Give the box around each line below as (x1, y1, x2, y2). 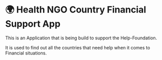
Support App (5, 18, 61, 30)
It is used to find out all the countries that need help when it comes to (5, 44, 150, 50)
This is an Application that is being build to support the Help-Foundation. (5, 35, 157, 41)
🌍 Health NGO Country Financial (5, 4, 146, 16)
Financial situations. (5, 50, 47, 56)
